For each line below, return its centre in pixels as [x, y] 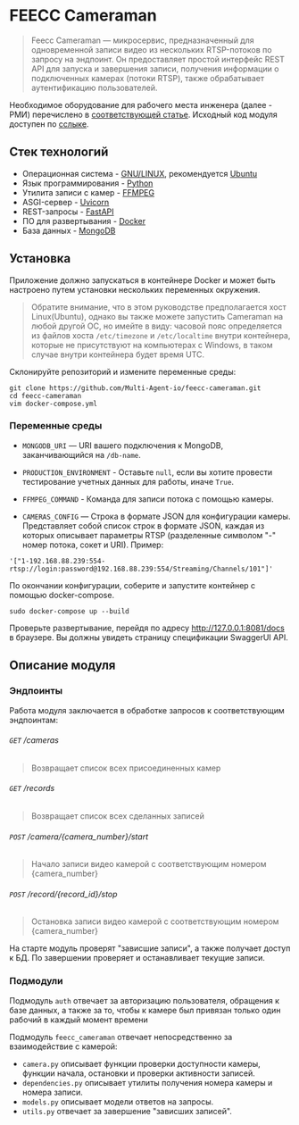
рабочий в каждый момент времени [79, 1020]
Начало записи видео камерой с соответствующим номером [149, 864]
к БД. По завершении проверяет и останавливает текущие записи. [137, 958]
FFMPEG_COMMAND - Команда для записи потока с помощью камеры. [148, 499]
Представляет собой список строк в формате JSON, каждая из [143, 525]
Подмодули [36, 981]
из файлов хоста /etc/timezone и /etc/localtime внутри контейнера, [161, 335]
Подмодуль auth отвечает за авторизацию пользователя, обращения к [144, 1000]
